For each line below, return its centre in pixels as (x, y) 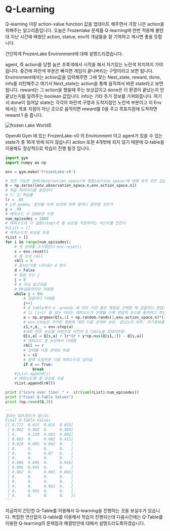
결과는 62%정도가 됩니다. (28, 416)
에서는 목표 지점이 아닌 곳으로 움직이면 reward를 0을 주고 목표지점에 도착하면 (81, 109)
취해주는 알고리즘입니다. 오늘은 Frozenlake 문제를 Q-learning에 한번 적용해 (80, 30)
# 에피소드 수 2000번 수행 (29, 214)
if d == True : (38, 364)
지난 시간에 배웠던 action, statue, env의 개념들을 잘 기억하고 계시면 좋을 (82, 36)
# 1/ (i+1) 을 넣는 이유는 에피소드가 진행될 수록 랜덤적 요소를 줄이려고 (90, 313)
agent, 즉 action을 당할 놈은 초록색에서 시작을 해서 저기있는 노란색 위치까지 (80, 64)
